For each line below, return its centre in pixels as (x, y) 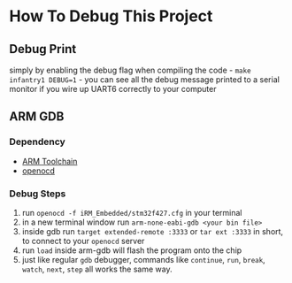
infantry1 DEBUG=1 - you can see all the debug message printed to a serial (145, 80)
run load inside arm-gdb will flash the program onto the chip (132, 250)
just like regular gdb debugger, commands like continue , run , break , (143, 259)
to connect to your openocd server (83, 241)
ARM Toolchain (50, 161)
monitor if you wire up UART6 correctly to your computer (113, 89)
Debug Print (43, 49)
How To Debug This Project (111, 16)
